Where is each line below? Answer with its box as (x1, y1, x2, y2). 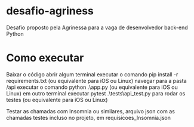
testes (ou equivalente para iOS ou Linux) (6, 96, 108, 103)
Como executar (6, 51, 84, 65)
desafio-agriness (6, 4, 94, 18)
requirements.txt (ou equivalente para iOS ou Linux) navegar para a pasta (6, 77, 187, 84)
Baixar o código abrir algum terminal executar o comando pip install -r (6, 70, 178, 78)
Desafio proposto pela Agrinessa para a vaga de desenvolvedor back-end (6, 24, 188, 31)
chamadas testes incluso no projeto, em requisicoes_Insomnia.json (6, 114, 171, 121)
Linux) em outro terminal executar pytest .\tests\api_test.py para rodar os (6, 89, 186, 97)
